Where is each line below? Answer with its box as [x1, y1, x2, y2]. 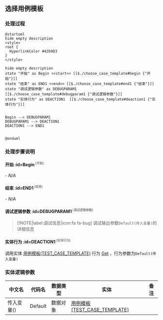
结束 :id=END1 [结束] [5, 184, 43, 191]
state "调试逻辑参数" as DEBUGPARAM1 [5, 87, 77, 91]
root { [5, 44, 18, 50]
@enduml [5, 136, 21, 141]
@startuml [5, 32, 25, 36]
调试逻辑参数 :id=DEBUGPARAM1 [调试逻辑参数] [5, 208, 94, 214]
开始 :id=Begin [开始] [5, 161, 44, 167]
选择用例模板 [5, 4, 44, 13]
